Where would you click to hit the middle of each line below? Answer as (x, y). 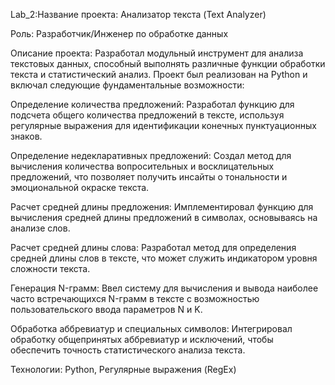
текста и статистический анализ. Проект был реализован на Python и (159, 74)
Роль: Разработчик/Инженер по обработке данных (119, 33)
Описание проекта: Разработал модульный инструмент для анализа (157, 53)
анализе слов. (40, 228)
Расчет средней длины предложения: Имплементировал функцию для (162, 207)
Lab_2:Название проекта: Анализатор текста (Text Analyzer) (138, 14)
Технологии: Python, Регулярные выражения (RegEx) (123, 369)
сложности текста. (50, 268)
